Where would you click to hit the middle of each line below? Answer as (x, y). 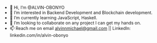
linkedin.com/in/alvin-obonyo (39, 35)
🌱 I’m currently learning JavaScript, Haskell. (53, 18)
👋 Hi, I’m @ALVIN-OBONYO (37, 7)
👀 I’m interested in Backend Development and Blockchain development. (81, 13)
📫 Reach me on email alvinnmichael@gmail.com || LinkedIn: (70, 28)
